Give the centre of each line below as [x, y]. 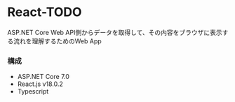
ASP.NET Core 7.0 [43, 77]
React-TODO [45, 12]
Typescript [33, 92]
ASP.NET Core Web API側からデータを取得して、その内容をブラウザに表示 [115, 32]
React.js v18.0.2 [40, 84]
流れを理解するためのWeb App [57, 41]
